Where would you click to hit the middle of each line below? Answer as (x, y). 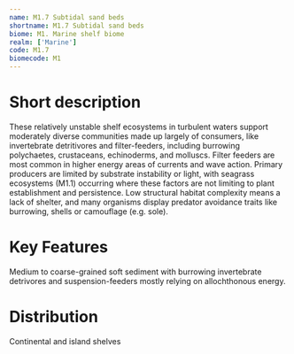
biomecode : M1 (35, 58)
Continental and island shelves (65, 341)
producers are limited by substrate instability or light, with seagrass (132, 173)
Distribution (54, 317)
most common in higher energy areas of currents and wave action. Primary (146, 164)
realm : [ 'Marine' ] (43, 42)
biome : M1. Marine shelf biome (67, 34)
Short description (75, 102)
